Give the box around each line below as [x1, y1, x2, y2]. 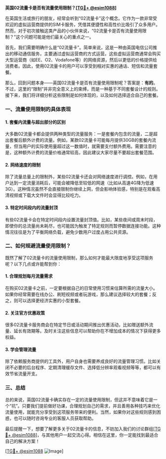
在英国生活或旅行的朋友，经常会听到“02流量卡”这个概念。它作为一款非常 [5, 15, 153, 21]
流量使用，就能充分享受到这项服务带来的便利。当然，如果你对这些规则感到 [5, 409, 157, 415]
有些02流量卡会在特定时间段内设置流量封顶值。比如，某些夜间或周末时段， [5, 217, 158, 223]
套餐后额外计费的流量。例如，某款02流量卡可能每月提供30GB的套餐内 [9, 137, 152, 143]
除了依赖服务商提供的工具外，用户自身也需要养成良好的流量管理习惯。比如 [5, 358, 157, 364]
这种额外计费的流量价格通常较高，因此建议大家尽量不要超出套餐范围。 [13, 150, 157, 156]
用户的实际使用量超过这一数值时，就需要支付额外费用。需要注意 [22, 143, 152, 149]
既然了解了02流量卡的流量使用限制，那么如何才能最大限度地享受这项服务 [5, 255, 154, 261]
